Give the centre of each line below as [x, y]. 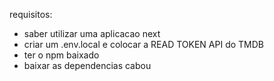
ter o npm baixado [61, 55]
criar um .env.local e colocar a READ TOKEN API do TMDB [143, 44]
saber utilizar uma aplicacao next [92, 33]
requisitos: [31, 14]
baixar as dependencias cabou [87, 65]
